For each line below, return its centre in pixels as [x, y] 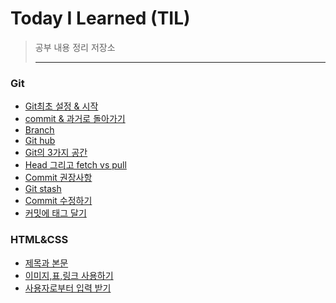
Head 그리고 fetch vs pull [75, 165]
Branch [39, 130]
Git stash [43, 189]
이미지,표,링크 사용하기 [69, 275]
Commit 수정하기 [58, 201]
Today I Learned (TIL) [100, 18]
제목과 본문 [46, 263]
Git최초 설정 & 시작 [61, 106]
